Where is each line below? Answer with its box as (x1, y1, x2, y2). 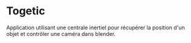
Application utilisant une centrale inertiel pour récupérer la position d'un (6, 24, 186, 31)
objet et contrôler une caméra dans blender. (6, 30, 116, 37)
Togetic (6, 4, 45, 18)
